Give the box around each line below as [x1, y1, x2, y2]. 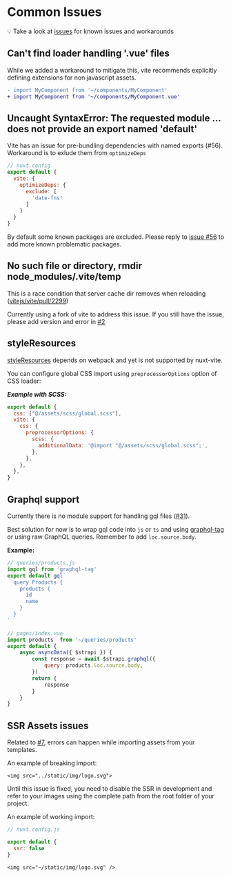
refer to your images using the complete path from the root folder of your [7, 792, 215, 800]
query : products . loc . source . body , [43, 662, 143, 669]
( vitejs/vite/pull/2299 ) [7, 296, 69, 305]
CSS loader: [7, 377, 41, 385]
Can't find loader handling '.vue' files [7, 48, 170, 60]
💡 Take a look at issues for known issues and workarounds [7, 27, 174, 35]
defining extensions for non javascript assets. [7, 73, 137, 82]
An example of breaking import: [7, 759, 97, 767]
